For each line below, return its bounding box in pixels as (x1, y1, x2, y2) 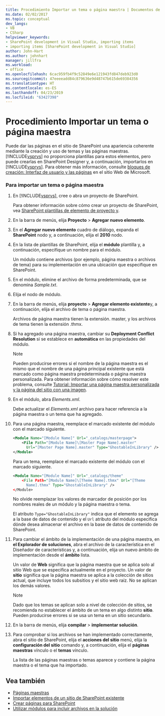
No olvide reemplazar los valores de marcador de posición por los (12, 496, 147, 502)
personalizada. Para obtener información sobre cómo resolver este (12, 376, 149, 382)
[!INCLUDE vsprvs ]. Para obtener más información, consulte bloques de (5, 164, 151, 170)
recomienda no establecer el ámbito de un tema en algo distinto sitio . (12, 607, 154, 613)
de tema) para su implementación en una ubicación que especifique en (12, 262, 157, 268)
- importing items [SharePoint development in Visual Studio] (5, 44, 136, 49)
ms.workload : (5, 62, 33, 67)
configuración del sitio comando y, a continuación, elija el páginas (12, 642, 149, 648)
